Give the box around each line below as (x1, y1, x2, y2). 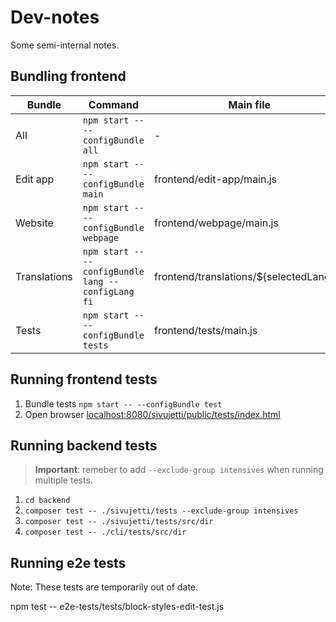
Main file (228, 97, 272, 111)
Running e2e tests (10, 554, 127, 571)
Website (15, 216, 54, 230)
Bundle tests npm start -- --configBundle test (24, 397, 223, 410)
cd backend (24, 496, 71, 506)
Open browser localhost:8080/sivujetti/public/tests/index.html (24, 408, 281, 420)
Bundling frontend (10, 68, 127, 85)
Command (88, 97, 139, 111)
